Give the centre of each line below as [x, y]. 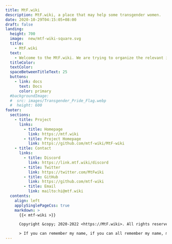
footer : [14, 110]
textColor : [21, 67]
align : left [27, 200]
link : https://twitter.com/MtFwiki [66, 172]
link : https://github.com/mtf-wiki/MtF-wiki [76, 144]
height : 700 [23, 34]
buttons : [19, 77]
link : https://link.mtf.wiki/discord [68, 162]
